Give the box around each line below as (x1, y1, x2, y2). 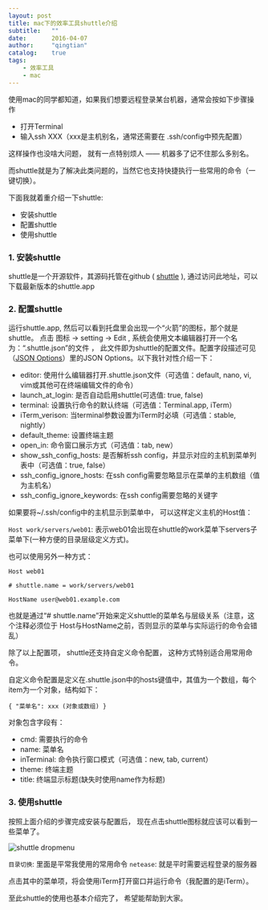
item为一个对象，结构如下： (8, 685, 100, 694)
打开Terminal (19, 121, 63, 131)
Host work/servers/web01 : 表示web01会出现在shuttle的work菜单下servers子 (8, 524, 258, 534)
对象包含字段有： (8, 718, 65, 727)
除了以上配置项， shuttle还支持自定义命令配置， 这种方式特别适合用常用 (8, 648, 246, 657)
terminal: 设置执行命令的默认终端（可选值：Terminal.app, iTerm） (19, 400, 237, 410)
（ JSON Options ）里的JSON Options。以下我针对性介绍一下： (8, 354, 215, 363)
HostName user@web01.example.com (8, 596, 120, 604)
